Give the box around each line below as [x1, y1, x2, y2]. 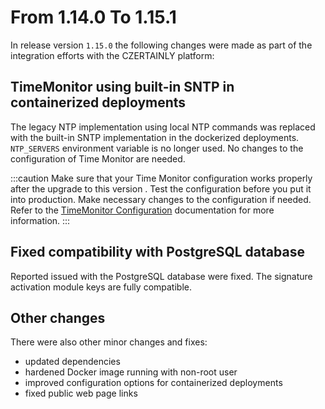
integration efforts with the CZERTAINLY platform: [10, 49, 215, 61]
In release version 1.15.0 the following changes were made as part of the [10, 39, 313, 51]
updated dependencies [24, 356, 121, 368]
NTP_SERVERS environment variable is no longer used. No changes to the [10, 142, 304, 154]
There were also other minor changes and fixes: [10, 336, 208, 348]
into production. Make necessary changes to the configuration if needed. [10, 193, 312, 205]
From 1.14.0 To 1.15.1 [10, 6, 177, 29]
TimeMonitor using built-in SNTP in [10, 79, 235, 96]
